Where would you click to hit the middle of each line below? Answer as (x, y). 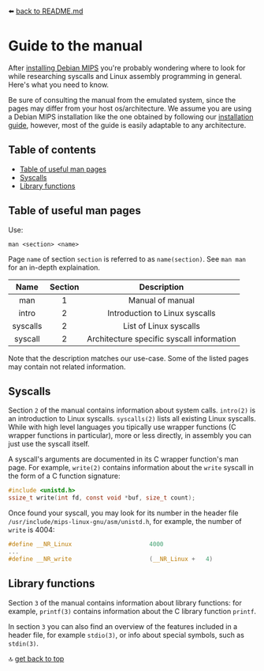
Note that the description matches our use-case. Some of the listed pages (128, 358)
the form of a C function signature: (64, 476)
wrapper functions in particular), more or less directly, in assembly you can (130, 435)
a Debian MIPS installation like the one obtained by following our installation (131, 116)
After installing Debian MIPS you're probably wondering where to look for (127, 68)
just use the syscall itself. (49, 444)
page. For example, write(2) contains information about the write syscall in (131, 468)
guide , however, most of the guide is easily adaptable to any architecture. (127, 125)
